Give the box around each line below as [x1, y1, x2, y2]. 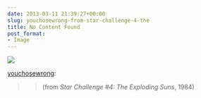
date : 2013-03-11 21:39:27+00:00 [7, 10, 106, 18]
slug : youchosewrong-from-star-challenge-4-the [7, 17, 150, 24]
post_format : [7, 30, 46, 37]
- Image [7, 37, 30, 44]
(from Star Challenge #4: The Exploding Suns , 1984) [42, 82, 195, 92]
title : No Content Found [7, 23, 80, 30]
